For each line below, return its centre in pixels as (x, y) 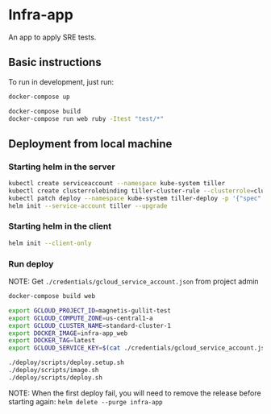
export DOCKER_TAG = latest (52, 341)
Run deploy (31, 263)
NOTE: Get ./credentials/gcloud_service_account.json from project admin (134, 282)
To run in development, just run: (61, 81)
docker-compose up (39, 97)
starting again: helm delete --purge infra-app (85, 401)
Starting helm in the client (60, 226)
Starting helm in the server (62, 167)
